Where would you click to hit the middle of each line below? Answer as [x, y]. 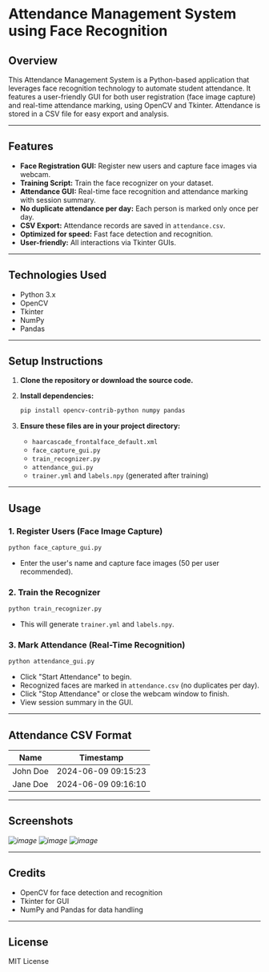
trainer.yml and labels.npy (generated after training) [120, 476]
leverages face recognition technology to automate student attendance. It [130, 88]
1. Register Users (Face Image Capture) [86, 531]
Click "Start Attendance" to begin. [76, 677]
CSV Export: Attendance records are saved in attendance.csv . [122, 225]
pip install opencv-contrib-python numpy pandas [102, 411]
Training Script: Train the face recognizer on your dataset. [116, 183]
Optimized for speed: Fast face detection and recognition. [116, 234]
